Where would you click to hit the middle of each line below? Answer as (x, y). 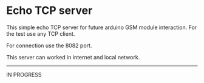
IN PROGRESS (24, 75)
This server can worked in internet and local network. (73, 57)
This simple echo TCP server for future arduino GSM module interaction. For (102, 27)
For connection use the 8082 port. (49, 45)
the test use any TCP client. (41, 33)
